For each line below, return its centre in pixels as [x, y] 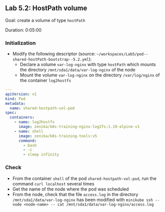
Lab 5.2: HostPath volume [46, 8]
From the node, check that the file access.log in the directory [75, 194]
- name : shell [29, 131]
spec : [11, 113]
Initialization [20, 43]
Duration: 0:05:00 [23, 30]
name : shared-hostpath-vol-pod [42, 108]
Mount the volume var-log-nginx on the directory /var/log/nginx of [90, 75]
